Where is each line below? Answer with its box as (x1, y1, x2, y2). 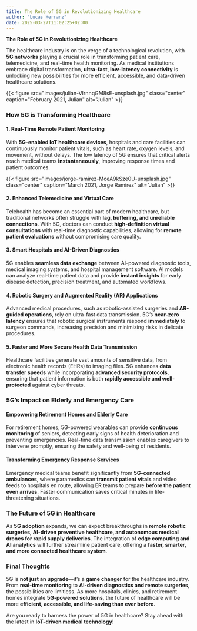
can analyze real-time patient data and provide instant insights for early (6, 272, 181, 279)
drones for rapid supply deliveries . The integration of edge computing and (6, 534, 190, 542)
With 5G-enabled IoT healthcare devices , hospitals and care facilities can (6, 138, 186, 146)
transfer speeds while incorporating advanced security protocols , (6, 369, 169, 376)
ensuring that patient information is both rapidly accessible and (6, 375, 162, 382)
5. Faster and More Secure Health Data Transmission (6, 343, 138, 351)
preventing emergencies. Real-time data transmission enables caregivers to (6, 437, 189, 444)
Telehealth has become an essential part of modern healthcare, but (6, 207, 169, 215)
